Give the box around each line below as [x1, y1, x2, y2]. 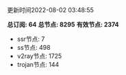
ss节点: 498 [16, 44, 51, 51]
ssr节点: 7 [16, 35, 45, 43]
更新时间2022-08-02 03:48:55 [7, 6, 94, 14]
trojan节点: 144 [16, 61, 60, 68]
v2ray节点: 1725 [16, 52, 62, 60]
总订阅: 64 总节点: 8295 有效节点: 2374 [7, 20, 119, 29]
